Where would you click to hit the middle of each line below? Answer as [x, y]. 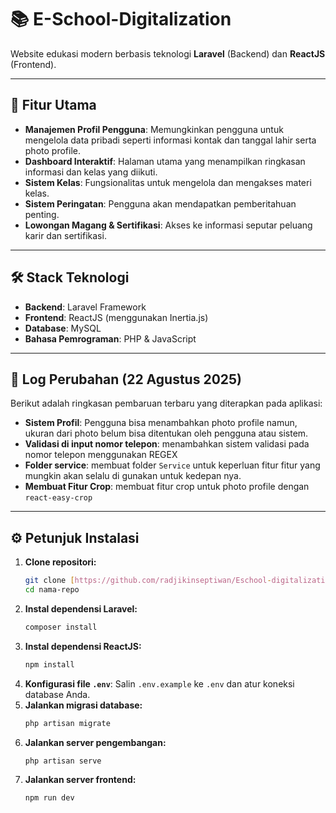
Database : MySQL [63, 328]
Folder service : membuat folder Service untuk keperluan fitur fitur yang [172, 465]
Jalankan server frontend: [80, 780]
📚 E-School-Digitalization [121, 19]
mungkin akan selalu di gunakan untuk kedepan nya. [133, 476]
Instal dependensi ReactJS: [83, 646]
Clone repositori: [60, 562]
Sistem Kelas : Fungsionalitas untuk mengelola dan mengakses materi [168, 182]
